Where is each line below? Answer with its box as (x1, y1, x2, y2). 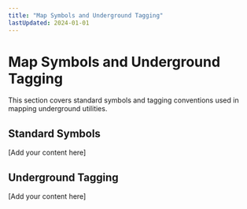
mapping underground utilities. (8, 104, 108, 114)
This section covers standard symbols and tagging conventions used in (8, 95, 239, 105)
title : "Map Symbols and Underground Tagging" (8, 11, 164, 20)
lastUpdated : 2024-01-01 (8, 19, 90, 27)
